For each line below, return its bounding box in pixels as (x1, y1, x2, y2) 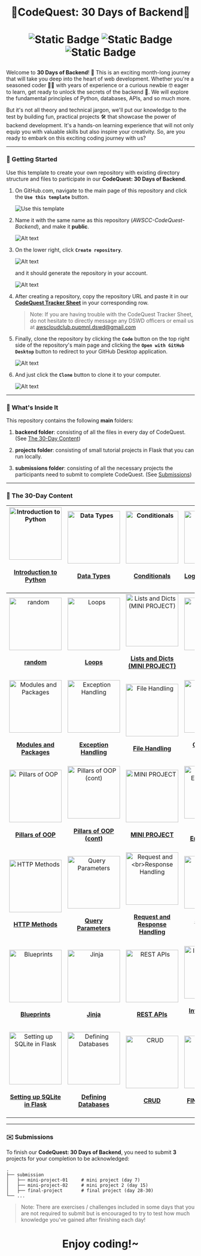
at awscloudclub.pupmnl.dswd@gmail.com (29, 323, 136, 331)
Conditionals (133, 571, 171, 580)
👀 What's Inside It (6, 403, 59, 412)
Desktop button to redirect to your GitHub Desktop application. (14, 347, 167, 355)
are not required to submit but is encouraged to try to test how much (20, 1210, 190, 1217)
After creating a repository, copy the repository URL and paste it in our (14, 292, 188, 299)
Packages (20, 748, 50, 756)
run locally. (14, 452, 42, 460)
